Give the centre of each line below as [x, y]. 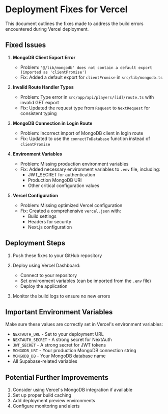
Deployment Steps [35, 243]
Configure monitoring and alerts [46, 406]
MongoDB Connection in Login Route [52, 123]
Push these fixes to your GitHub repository [57, 255]
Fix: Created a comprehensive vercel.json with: [71, 211]
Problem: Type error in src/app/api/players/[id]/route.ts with [87, 97]
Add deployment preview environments [54, 401]
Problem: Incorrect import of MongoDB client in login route [82, 133]
